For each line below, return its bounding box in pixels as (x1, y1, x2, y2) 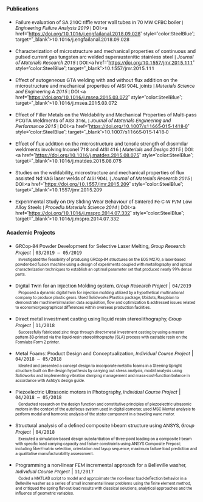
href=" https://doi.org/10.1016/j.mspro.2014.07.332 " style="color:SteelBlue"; (15, 210, 184, 216)
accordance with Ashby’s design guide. (15, 378, 85, 384)
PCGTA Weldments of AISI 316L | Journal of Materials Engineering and (15, 118, 171, 124)
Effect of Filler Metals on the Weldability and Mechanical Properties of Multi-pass (15, 111, 197, 118)
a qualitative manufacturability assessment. (15, 451, 94, 457)
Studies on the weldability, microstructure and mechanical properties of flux (15, 169, 185, 176)
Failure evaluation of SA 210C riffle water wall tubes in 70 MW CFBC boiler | (15, 19, 184, 26)
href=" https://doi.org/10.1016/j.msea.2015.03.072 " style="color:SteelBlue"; (15, 94, 182, 101)
